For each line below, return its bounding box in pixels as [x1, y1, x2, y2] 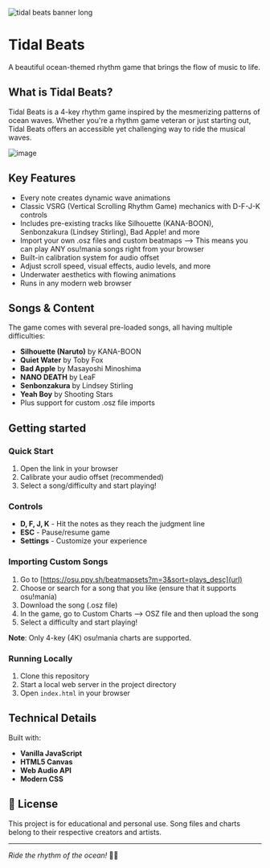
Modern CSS [19, 774, 64, 784]
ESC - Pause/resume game [19, 527, 110, 538]
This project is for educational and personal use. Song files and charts [8, 818, 241, 828]
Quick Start [8, 445, 54, 457]
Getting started [8, 421, 87, 435]
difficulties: [8, 331, 46, 341]
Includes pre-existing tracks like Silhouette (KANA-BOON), [19, 218, 215, 228]
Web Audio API [19, 765, 72, 775]
